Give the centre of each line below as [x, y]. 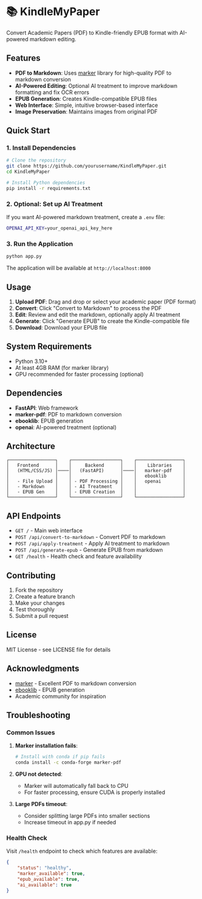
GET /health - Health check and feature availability [78, 557]
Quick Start [28, 131]
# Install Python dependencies [46, 183]
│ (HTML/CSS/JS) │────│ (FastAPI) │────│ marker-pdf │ [96, 471]
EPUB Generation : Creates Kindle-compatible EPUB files [86, 98]
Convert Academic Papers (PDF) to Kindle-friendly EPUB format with [92, 32]
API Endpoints [34, 516]
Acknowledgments [43, 669]
